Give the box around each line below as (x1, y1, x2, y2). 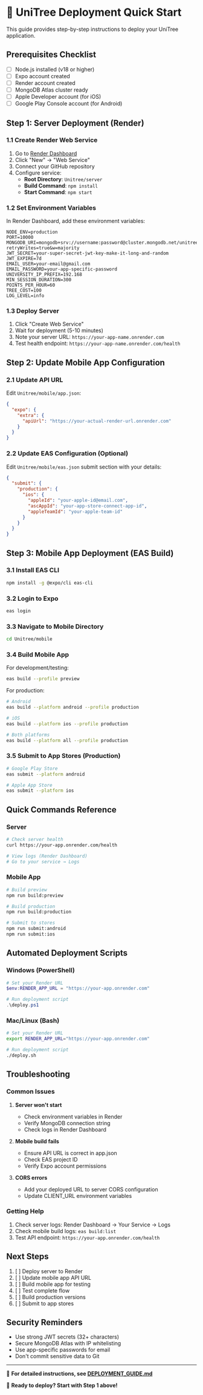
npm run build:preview (6, 892, 63, 898)
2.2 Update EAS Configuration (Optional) (6, 449, 129, 458)
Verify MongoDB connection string (24, 1119, 111, 1126)
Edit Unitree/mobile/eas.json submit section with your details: (6, 463, 162, 470)
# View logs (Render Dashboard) (6, 853, 88, 859)
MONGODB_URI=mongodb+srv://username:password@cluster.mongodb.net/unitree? (6, 239, 201, 246)
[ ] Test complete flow (14, 1286, 70, 1294)
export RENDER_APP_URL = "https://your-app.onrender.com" (6, 1036, 150, 1042)
